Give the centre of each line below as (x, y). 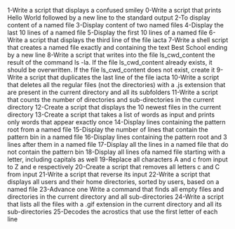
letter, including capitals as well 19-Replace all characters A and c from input (117, 159)
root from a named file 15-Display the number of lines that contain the (108, 130)
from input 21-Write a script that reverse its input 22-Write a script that (109, 174)
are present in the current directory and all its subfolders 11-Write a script (113, 92)
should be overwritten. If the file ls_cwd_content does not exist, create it (111, 70)
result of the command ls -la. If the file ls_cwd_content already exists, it (110, 62)
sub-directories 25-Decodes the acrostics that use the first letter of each (113, 211)
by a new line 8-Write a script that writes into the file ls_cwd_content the (111, 55)
